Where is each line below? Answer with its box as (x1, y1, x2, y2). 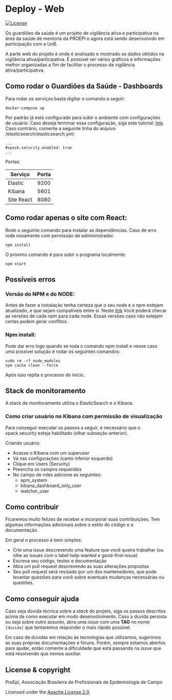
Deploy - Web (5, 3, 65, 15)
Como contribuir (5, 503, 59, 512)
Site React (8, 196, 32, 203)
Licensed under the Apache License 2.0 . (5, 689, 91, 695)
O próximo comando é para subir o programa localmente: (5, 251, 126, 258)
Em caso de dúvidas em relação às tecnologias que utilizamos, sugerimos (5, 634, 161, 641)
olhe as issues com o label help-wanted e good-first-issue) (12, 553, 138, 559)
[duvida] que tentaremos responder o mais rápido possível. (5, 624, 132, 630)
